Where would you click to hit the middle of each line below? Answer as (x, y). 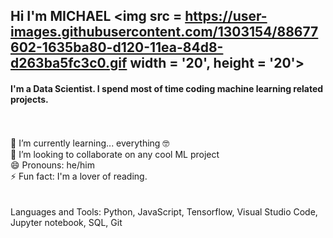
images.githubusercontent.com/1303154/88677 (164, 32)
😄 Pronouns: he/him (52, 165)
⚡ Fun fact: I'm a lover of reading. (79, 176)
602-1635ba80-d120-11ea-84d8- (117, 47)
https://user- (226, 16)
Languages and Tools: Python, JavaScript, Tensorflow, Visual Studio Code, (164, 211)
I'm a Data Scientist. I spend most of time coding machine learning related (167, 88)
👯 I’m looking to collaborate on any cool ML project (115, 154)
